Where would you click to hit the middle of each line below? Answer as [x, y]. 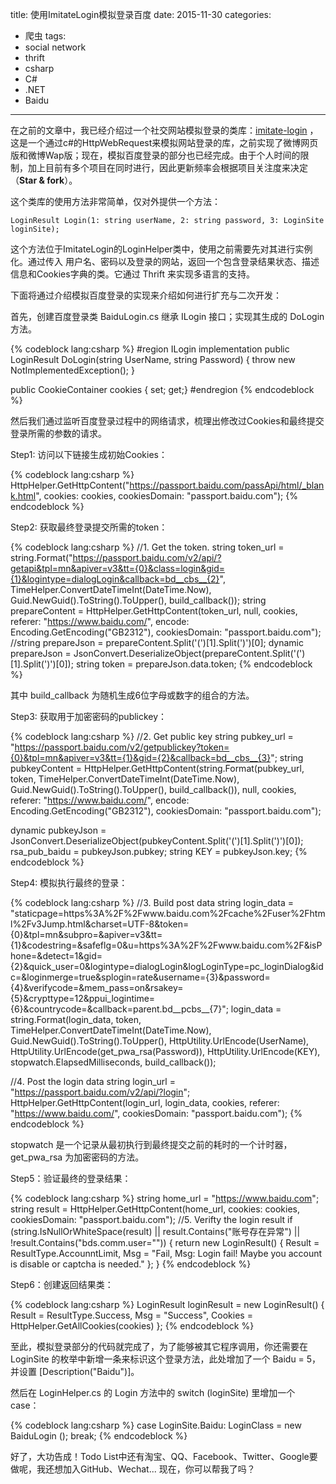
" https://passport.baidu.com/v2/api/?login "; [100, 1092]
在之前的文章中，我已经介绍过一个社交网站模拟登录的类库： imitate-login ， [164, 130]
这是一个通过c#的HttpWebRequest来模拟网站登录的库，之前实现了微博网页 [164, 142]
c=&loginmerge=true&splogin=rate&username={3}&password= [140, 977]
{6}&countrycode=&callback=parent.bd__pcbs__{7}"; [119, 1009]
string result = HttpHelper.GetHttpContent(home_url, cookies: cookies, [155, 1209]
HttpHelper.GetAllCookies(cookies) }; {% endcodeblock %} [132, 1326]
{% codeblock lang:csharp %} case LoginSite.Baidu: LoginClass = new [156, 1425]
